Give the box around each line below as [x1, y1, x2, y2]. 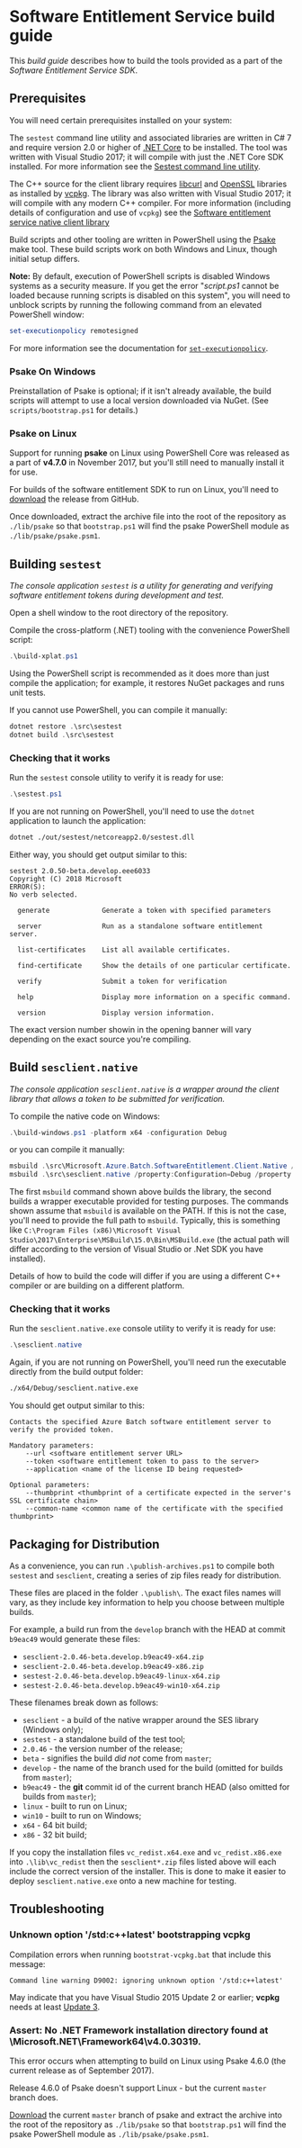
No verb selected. [9, 889, 78, 899]
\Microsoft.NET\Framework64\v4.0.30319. [9, 2035, 201, 2047]
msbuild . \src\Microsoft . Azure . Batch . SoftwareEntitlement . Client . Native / [9, 1161, 296, 1171]
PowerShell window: [9, 309, 85, 320]
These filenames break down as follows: [9, 1697, 159, 1708]
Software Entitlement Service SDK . [9, 65, 138, 76]
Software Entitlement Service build [9, 6, 276, 27]
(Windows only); [22, 1724, 84, 1735]
